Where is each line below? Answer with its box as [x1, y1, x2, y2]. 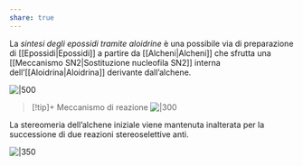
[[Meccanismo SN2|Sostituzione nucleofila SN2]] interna [9, 57, 222, 68]
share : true [9, 13, 54, 23]
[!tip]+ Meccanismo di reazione [31, 101, 149, 113]
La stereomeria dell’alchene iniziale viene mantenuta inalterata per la [9, 119, 265, 130]
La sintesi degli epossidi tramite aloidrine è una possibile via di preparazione [9, 38, 294, 49]
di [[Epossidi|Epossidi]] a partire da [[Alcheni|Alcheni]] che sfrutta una [9, 47, 271, 59]
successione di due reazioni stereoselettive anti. [9, 128, 190, 140]
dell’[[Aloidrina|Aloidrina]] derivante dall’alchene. [9, 67, 192, 78]
